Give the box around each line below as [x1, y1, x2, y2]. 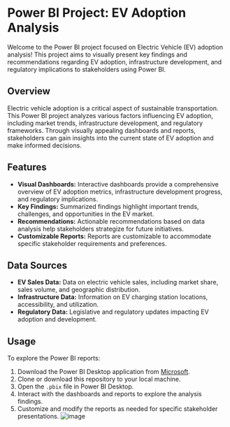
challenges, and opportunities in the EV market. [17, 210, 154, 218]
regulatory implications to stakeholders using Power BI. [7, 65, 166, 73]
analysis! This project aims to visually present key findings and [7, 50, 187, 59]
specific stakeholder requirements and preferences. [17, 239, 167, 247]
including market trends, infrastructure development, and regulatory [7, 119, 203, 127]
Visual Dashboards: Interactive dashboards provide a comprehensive [17, 180, 219, 188]
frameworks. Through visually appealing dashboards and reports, [7, 126, 196, 134]
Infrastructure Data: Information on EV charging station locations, [17, 293, 208, 301]
